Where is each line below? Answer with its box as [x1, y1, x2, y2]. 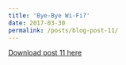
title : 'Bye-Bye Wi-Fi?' [8, 11, 90, 20]
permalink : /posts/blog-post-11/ [8, 26, 119, 34]
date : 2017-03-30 [8, 19, 66, 27]
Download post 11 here [8, 48, 82, 58]
